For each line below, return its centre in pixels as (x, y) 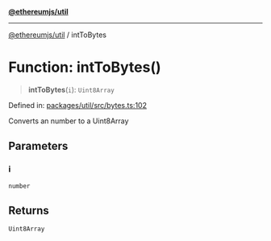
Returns (29, 211)
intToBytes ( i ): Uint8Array (71, 89)
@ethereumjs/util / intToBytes (58, 35)
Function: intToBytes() (85, 67)
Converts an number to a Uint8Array (69, 121)
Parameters (38, 146)
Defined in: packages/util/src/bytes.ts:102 (78, 105)
